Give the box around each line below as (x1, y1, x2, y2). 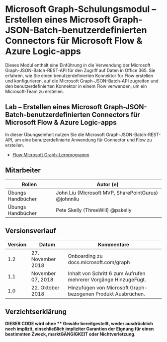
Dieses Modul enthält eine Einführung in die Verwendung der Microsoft (5, 62, 151, 68)
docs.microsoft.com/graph (68, 259, 130, 266)
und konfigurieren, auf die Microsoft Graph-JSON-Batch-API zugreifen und (5, 78, 159, 84)
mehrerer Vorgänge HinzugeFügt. (68, 276, 146, 283)
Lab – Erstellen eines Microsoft (5, 103, 102, 111)
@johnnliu (56, 195, 80, 202)
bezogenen (68, 290, 94, 297)
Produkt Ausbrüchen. (95, 290, 145, 297)
